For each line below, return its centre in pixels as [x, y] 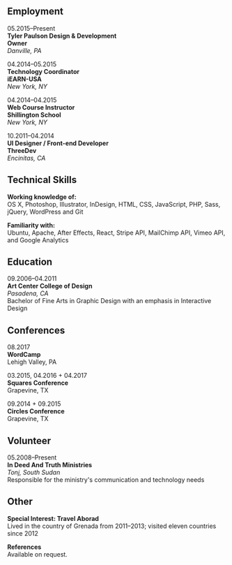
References [24, 547]
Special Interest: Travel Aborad [53, 518]
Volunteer [29, 440]
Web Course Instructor [41, 107]
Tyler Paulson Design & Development [62, 36]
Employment [36, 12]
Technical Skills [42, 180]
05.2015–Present [31, 28]
